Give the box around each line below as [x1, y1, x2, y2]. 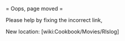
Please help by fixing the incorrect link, [5, 17, 103, 23]
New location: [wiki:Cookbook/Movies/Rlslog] [5, 28, 119, 35]
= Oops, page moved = [5, 5, 63, 12]
